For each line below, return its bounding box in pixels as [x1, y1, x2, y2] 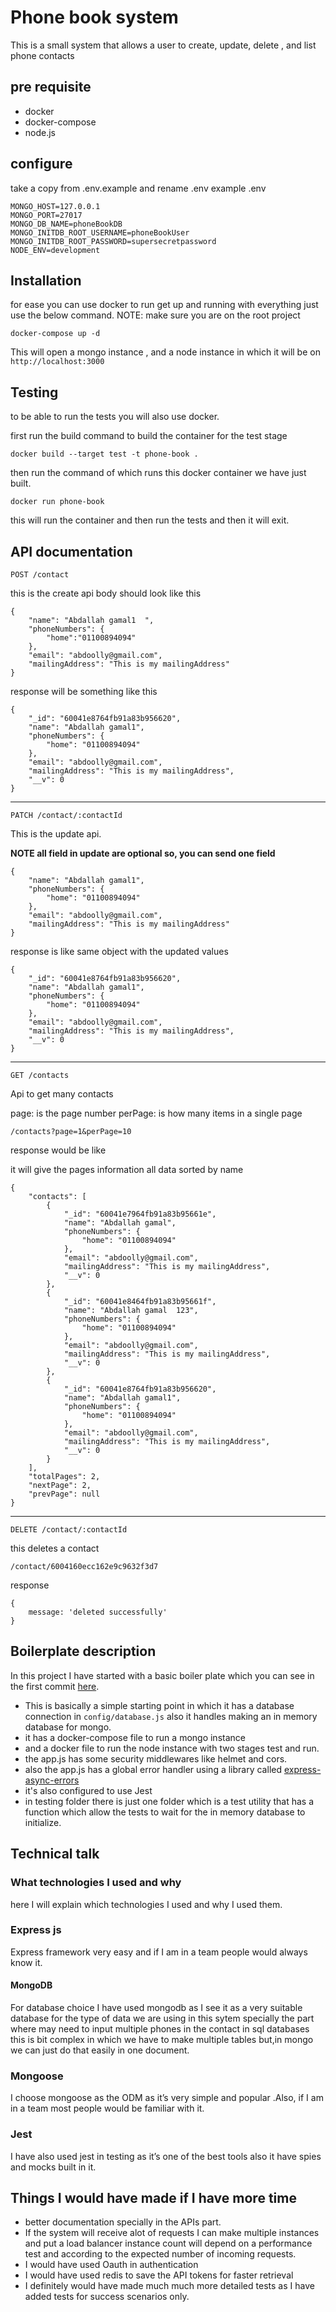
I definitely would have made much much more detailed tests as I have [24, 2280, 315, 2292]
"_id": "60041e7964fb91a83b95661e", [63, 1209, 217, 1219]
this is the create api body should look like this [10, 587, 202, 599]
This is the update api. [10, 828, 102, 840]
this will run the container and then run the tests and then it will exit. [10, 514, 290, 526]
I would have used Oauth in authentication [24, 2259, 199, 2271]
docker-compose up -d [10, 329, 101, 339]
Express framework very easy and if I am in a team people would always [10, 1946, 308, 1958]
